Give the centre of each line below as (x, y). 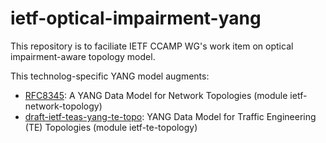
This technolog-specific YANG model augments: (110, 76)
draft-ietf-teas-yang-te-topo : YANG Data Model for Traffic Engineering (170, 116)
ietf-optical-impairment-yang (136, 18)
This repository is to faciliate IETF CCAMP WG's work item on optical (152, 46)
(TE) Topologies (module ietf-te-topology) (111, 127)
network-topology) (63, 106)
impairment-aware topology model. (83, 56)
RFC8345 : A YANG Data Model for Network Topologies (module (156, 95)
